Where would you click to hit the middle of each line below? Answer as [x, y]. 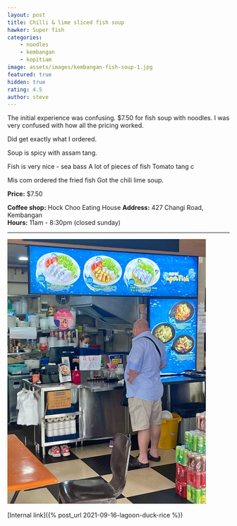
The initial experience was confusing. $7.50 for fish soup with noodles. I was [119, 118]
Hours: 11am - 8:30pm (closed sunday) [64, 223]
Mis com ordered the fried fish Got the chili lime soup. [86, 180]
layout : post [26, 15]
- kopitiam [36, 60]
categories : [25, 37]
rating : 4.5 [25, 89]
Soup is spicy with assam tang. [52, 153]
